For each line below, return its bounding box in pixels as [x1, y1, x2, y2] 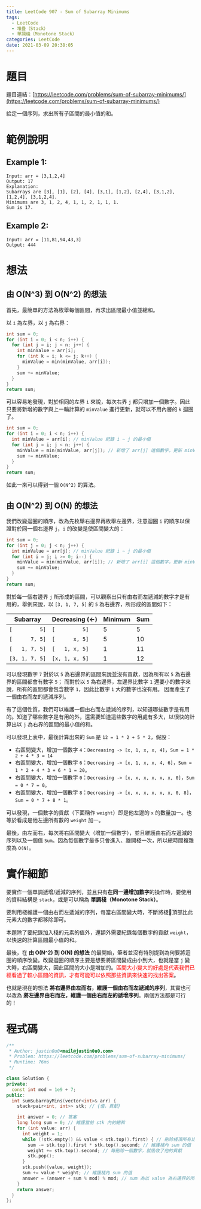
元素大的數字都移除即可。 [6, 916, 69, 923]
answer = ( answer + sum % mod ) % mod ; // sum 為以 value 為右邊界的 [22, 1175, 190, 1181]
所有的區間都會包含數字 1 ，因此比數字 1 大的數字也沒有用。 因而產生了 [16, 685, 191, 692]
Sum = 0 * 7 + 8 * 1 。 [14, 796, 72, 803]
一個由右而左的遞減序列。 [6, 693, 69, 700]
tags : [6, 14, 20, 20]
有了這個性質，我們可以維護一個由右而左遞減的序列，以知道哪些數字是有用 [6, 705, 190, 713]
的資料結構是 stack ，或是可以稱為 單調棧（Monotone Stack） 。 [6, 896, 162, 903]
